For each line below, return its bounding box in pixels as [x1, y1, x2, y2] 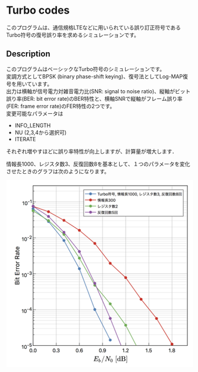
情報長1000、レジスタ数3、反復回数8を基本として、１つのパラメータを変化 [6, 160, 190, 167]
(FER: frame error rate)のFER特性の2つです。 [6, 102, 116, 110]
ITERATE [14, 135, 36, 142]
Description [6, 49, 50, 59]
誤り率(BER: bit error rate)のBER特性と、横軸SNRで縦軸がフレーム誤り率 [6, 95, 183, 102]
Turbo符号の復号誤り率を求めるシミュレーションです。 [6, 31, 139, 39]
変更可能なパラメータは [6, 110, 63, 117]
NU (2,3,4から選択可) [14, 129, 67, 136]
